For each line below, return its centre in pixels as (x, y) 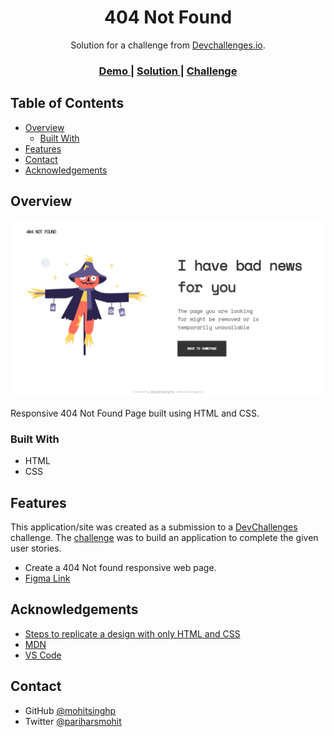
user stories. (36, 548)
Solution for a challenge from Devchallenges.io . (168, 45)
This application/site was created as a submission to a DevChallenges (154, 527)
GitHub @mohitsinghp (70, 710)
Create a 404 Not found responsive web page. (120, 568)
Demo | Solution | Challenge (168, 71)
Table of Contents (67, 103)
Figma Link (47, 578)
